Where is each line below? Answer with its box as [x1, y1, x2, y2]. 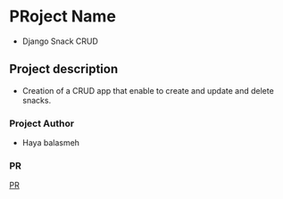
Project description [9, 62, 119, 77]
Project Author [9, 117, 74, 129]
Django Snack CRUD [21, 36, 98, 46]
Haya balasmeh [21, 137, 80, 148]
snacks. [21, 95, 52, 105]
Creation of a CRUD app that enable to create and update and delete [21, 85, 274, 95]
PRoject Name [9, 6, 116, 27]
